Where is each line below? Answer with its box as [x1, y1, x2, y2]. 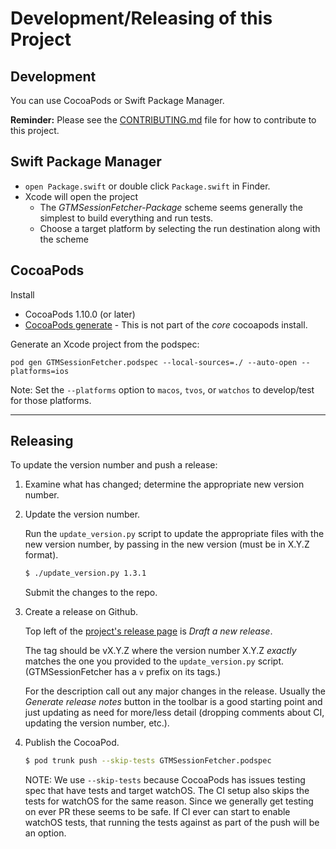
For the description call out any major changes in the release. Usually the [24, 685, 326, 697]
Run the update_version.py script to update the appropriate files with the [24, 528, 325, 540]
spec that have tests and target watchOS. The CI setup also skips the [24, 785, 310, 797]
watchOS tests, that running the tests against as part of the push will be [24, 817, 320, 829]
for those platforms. [10, 394, 92, 406]
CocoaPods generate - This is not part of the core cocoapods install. [24, 318, 308, 331]
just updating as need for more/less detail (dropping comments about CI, [24, 707, 325, 719]
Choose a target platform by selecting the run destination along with [39, 222, 321, 234]
